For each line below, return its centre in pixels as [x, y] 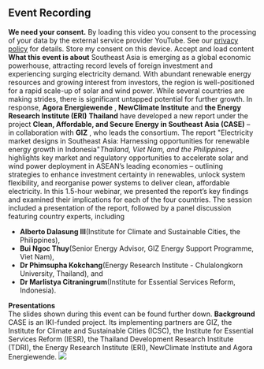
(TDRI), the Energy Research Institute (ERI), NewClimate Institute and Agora [131, 347]
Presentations [32, 305]
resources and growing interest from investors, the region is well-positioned [131, 82]
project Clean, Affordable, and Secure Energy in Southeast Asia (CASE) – [129, 124]
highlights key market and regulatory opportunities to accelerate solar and [128, 158]
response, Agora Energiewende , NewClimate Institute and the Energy [125, 107]
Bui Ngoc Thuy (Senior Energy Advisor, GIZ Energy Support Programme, [137, 248]
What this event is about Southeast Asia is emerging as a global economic [130, 57]
